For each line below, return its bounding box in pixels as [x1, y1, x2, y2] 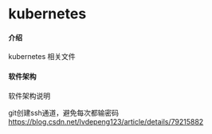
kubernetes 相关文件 [8, 52, 76, 61]
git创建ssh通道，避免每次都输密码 [8, 108, 120, 117]
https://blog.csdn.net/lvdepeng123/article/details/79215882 [8, 116, 204, 126]
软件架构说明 [8, 91, 50, 100]
